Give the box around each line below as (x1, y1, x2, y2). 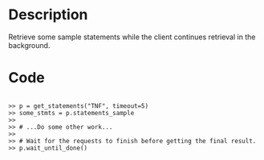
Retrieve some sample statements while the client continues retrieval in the (8, 32, 256, 42)
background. (8, 40, 51, 50)
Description (8, 6, 88, 24)
